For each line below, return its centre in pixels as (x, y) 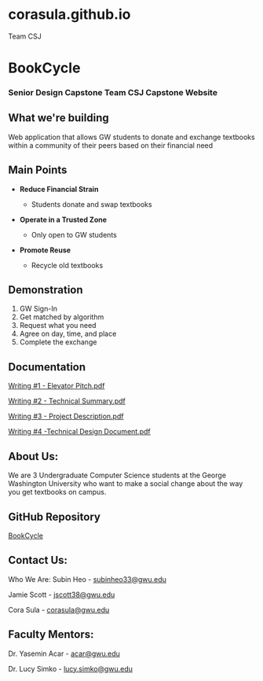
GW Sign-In (38, 309)
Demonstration (46, 290)
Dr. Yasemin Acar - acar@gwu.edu (64, 653)
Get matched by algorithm (62, 317)
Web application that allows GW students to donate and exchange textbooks (131, 137)
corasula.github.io (69, 15)
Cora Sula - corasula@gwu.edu (59, 609)
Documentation (47, 367)
